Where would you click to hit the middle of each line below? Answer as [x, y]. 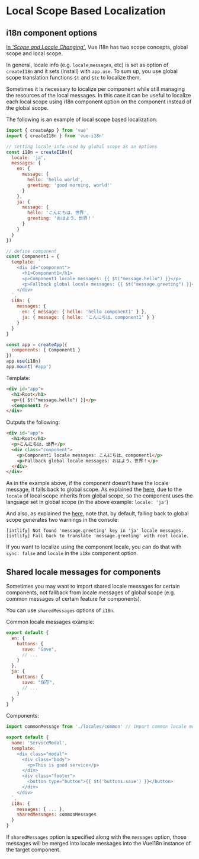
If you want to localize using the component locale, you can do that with [94, 547]
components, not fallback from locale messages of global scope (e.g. [91, 592]
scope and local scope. [35, 53]
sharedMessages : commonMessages [57, 814]
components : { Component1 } [46, 350]
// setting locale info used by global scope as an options [82, 147]
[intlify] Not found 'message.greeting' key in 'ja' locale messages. [95, 531]
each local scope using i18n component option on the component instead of [99, 102]
